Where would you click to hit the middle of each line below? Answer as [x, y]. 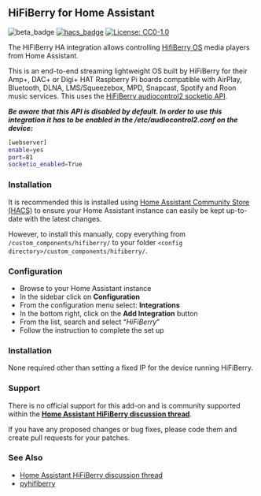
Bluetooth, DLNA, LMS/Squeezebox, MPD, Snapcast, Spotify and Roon [122, 88]
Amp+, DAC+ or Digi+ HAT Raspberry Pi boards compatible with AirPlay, [125, 79]
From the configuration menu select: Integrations [100, 305]
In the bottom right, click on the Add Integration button [108, 313]
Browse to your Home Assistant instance [85, 288]
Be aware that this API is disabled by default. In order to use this [115, 111]
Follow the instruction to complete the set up [92, 330]
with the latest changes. [63, 218]
